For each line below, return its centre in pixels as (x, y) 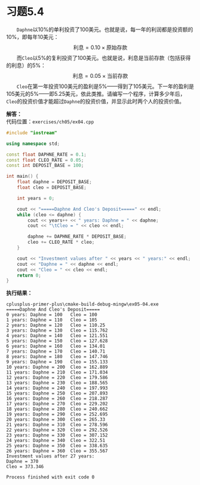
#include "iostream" (32, 133)
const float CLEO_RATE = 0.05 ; (45, 160)
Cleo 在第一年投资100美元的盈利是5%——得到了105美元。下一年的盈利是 (105, 86)
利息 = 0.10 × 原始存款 (100, 47)
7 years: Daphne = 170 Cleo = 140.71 (56, 351)
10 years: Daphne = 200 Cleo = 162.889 (57, 367)
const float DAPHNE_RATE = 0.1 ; (46, 154)
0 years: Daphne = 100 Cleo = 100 (52, 315)
